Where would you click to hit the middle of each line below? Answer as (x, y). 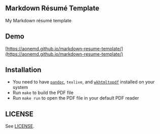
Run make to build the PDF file (43, 93)
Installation (23, 70)
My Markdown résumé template (38, 20)
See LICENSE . (20, 126)
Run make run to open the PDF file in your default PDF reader (76, 98)
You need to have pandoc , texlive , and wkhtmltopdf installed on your (84, 82)
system (20, 87)
